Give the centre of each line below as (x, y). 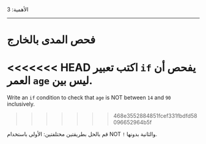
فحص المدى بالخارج (51, 40)
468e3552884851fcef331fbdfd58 (155, 116)
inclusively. (21, 104)
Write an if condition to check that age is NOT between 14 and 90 (89, 98)
